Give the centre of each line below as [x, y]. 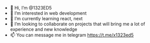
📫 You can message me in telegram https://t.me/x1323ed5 [72, 35]
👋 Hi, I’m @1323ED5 [31, 8]
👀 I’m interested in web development [48, 13]
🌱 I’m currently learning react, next [46, 18]
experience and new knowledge [43, 29]
